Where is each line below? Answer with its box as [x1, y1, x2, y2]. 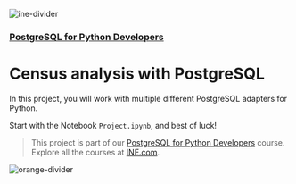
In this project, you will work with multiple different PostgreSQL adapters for [9, 93, 288, 104]
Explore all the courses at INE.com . [30, 146, 160, 157]
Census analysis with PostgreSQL [9, 63, 266, 84]
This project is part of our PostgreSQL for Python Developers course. [30, 137, 285, 147]
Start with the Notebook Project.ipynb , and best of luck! [9, 120, 217, 130]
